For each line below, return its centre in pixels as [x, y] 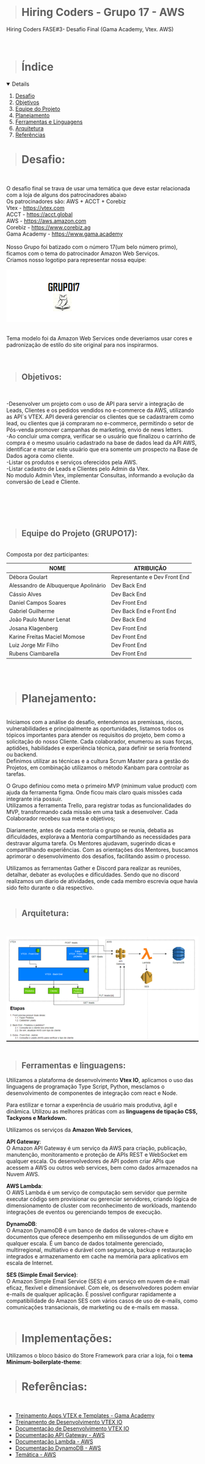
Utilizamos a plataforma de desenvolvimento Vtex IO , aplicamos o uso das [100, 1080]
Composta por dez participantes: [48, 555]
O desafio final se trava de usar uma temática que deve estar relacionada [98, 188]
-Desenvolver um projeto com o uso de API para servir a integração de [95, 403]
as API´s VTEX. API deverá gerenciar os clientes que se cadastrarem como [100, 416]
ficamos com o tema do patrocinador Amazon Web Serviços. [83, 253]
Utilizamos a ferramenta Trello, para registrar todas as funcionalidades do [99, 805]
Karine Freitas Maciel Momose [47, 637]
